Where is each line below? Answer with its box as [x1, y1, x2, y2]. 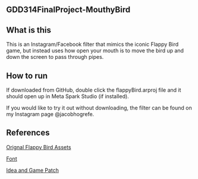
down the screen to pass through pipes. [6, 54, 104, 61]
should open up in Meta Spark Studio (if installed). [6, 93, 129, 100]
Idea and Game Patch [6, 167, 59, 174]
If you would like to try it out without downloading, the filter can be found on [6, 104, 192, 112]
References [6, 128, 50, 138]
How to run [6, 71, 48, 81]
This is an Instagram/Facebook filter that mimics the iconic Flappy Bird [6, 41, 179, 48]
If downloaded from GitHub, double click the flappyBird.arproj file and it [6, 86, 181, 94]
